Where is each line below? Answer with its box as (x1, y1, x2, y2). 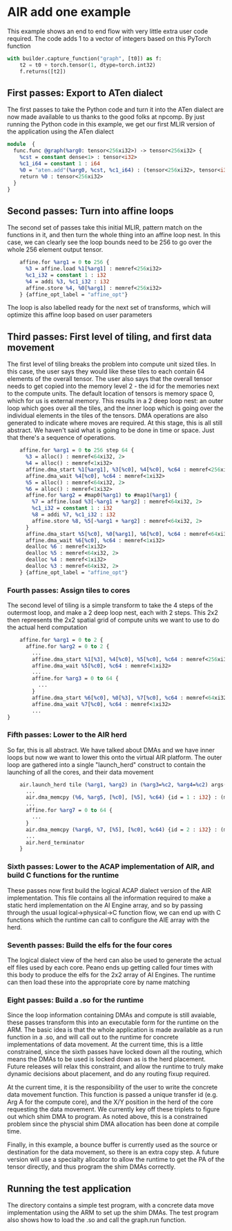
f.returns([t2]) (19, 68, 67, 75)
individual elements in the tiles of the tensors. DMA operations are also (7, 411, 209, 420)
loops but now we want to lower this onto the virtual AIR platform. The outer (7, 753, 222, 761)
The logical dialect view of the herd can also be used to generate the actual (7, 956, 222, 964)
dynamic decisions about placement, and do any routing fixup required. (7, 1070, 211, 1078)
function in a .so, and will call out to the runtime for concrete (7, 1033, 179, 1042)
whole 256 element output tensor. (7, 246, 104, 254)
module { (7, 141, 36, 148)
